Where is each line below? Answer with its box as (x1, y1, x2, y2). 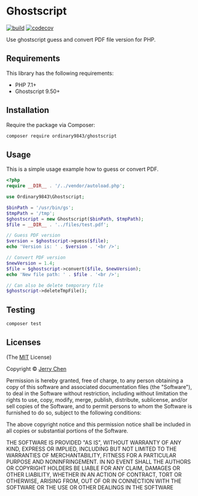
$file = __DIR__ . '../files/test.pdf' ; (6, 222, 110, 228)
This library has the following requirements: (6, 69, 114, 77)
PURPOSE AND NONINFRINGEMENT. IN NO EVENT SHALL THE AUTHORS (6, 458, 191, 465)
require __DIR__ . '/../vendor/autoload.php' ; (6, 183, 125, 189)
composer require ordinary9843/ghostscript (6, 133, 117, 139)
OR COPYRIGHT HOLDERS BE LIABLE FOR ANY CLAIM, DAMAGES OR (6, 464, 181, 472)
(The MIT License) (6, 353, 52, 361)
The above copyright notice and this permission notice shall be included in (6, 420, 191, 428)
